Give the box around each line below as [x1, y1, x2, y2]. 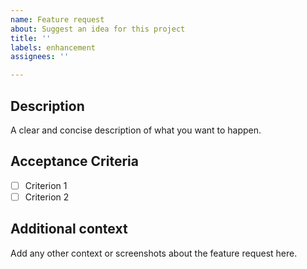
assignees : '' [10, 52, 70, 62]
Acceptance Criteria [10, 153, 139, 170]
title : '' [10, 33, 52, 43]
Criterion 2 [24, 191, 70, 203]
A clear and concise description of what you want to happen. [10, 124, 262, 136]
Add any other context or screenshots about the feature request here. [10, 247, 298, 259]
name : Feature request [10, 14, 105, 25]
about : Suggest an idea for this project [10, 24, 186, 34]
